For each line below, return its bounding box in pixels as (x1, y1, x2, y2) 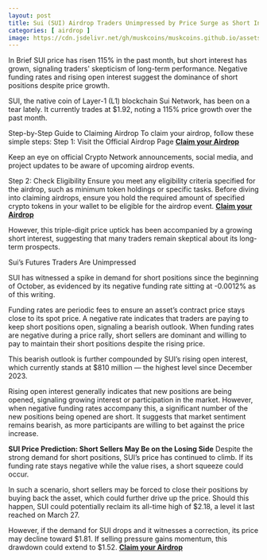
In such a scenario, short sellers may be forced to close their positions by (8, 485, 249, 495)
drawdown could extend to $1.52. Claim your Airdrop (8, 543, 184, 552)
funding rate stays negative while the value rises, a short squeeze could (8, 462, 244, 471)
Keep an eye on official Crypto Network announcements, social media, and (8, 153, 253, 162)
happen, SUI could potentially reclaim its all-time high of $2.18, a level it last (8, 502, 255, 512)
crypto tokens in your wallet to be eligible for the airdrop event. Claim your (8, 202, 253, 211)
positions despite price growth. (8, 81, 110, 91)
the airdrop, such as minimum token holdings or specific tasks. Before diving (8, 184, 259, 195)
